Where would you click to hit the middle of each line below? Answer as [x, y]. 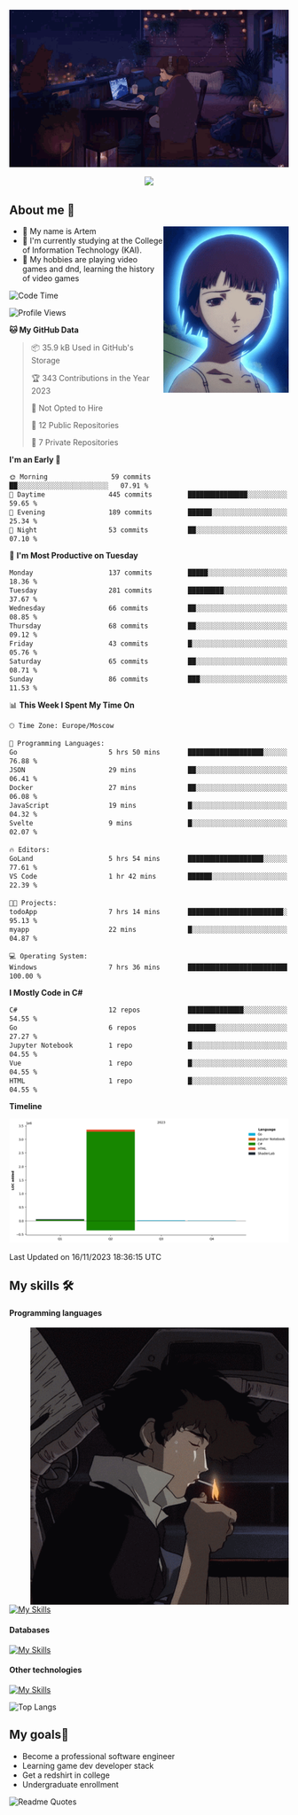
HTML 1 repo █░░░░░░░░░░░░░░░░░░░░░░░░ [149, 1081]
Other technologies [46, 1670]
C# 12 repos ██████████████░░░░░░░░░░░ [149, 1010]
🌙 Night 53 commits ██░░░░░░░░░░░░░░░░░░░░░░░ [149, 530]
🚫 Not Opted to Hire [67, 408]
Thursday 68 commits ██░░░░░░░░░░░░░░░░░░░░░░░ [149, 626]
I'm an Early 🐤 [35, 460]
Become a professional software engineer [98, 1756]
